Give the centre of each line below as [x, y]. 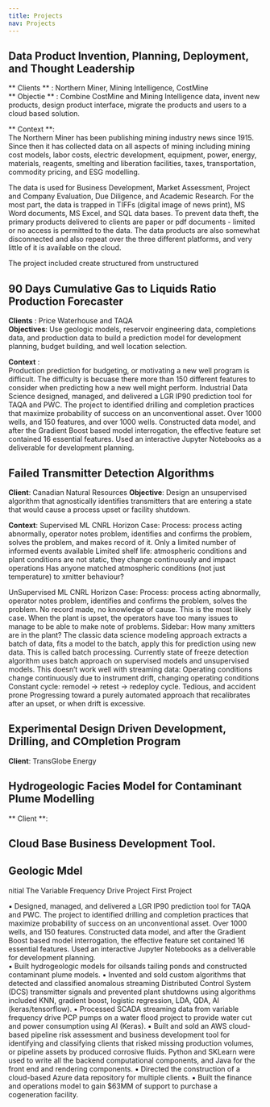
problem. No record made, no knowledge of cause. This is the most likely [130, 609]
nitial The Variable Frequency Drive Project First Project [100, 890]
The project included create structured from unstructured [104, 264]
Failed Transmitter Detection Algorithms [112, 473]
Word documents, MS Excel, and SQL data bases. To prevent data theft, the [134, 214]
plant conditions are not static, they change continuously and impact [122, 559]
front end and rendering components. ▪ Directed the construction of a [124, 1068]
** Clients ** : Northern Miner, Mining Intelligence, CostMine [108, 88]
